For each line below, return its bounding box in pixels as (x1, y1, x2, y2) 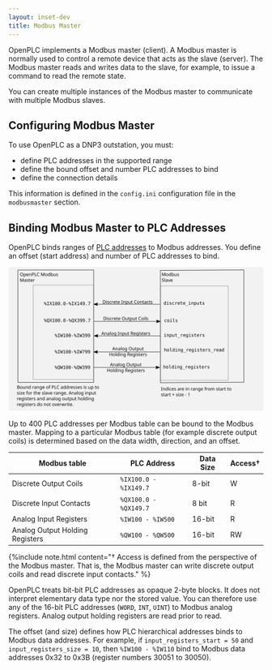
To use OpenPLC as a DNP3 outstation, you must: (8, 140, 174, 150)
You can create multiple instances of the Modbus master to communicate (8, 86, 253, 97)
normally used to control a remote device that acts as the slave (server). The (8, 54, 263, 63)
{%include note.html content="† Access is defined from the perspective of (8, 552, 257, 561)
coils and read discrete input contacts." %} (8, 569, 151, 579)
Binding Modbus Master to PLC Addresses (8, 221, 227, 234)
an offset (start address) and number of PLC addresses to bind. (8, 251, 220, 261)
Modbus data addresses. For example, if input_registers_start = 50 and (8, 635, 253, 645)
